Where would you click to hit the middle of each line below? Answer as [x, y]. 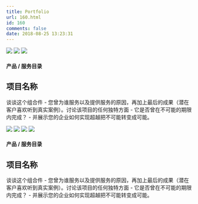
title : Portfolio [28, 12]
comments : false [26, 28]
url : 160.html [24, 17]
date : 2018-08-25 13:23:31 [40, 34]
